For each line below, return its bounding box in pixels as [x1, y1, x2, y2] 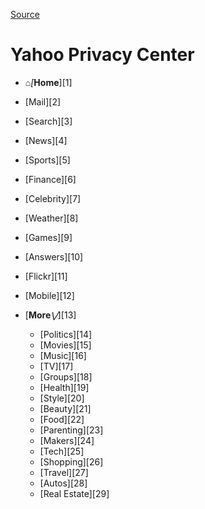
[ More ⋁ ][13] [24, 309, 77, 321]
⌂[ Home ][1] [24, 76, 73, 88]
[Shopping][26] [39, 455, 104, 468]
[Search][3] [24, 115, 73, 127]
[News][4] [24, 134, 68, 146]
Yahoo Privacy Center [10, 44, 195, 66]
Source [10, 9, 40, 20]
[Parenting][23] [39, 424, 104, 436]
